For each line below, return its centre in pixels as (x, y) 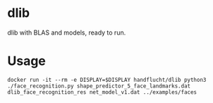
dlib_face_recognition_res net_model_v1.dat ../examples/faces (102, 92)
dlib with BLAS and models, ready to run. (67, 32)
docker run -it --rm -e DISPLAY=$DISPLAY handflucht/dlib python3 (107, 80)
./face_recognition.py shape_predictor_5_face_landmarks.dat (99, 86)
